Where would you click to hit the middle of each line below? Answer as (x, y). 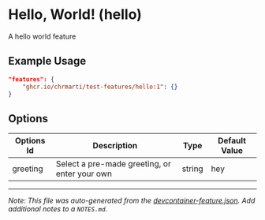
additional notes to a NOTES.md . (58, 209)
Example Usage (47, 61)
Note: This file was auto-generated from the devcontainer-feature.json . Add (132, 201)
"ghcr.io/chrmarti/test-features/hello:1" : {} (100, 87)
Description (115, 146)
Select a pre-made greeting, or (113, 164)
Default (232, 141)
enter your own (84, 173)
